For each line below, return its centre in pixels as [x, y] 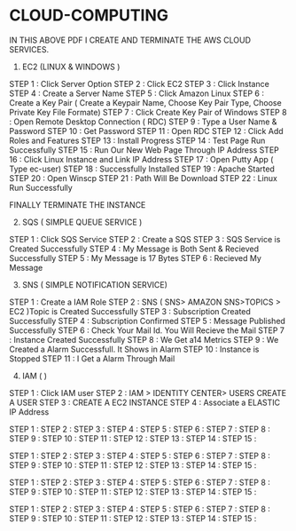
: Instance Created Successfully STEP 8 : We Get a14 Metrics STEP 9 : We [144, 339]
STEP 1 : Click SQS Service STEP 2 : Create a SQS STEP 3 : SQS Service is [145, 239]
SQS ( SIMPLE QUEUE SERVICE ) [82, 222]
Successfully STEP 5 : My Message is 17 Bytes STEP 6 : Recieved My [135, 258]
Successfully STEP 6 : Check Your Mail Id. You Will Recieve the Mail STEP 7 [147, 330]
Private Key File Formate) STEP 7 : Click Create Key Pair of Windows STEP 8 [148, 112]
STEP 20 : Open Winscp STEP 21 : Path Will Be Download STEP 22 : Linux [143, 178]
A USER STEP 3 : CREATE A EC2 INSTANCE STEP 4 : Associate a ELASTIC [145, 402]
